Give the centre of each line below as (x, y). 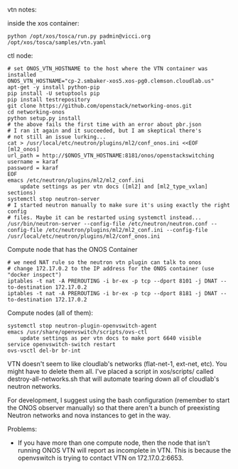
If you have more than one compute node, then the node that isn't (114, 443)
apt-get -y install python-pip (54, 87)
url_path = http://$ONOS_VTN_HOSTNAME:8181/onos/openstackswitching (111, 155)
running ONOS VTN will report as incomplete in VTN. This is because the (124, 450)
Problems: (22, 429)
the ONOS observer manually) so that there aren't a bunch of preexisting (114, 408)
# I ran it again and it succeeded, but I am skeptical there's (104, 131)
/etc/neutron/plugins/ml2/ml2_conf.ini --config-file (126, 230)
